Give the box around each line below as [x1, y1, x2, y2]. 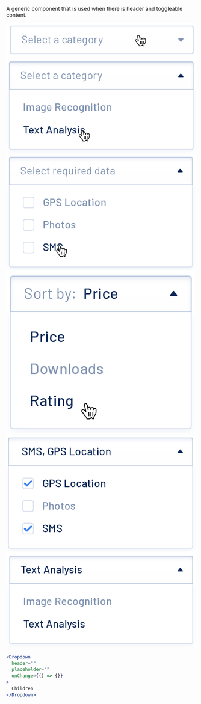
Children [11, 685, 34, 692]
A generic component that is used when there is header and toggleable [6, 5, 183, 12]
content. [6, 11, 27, 19]
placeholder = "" [11, 667, 50, 673]
